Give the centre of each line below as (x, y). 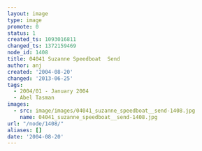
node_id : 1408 (28, 53)
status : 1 (22, 33)
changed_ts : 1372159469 (42, 46)
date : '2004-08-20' (36, 136)
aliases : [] (24, 130)
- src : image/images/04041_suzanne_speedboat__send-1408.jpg (104, 111)
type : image (24, 20)
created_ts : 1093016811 (42, 40)
